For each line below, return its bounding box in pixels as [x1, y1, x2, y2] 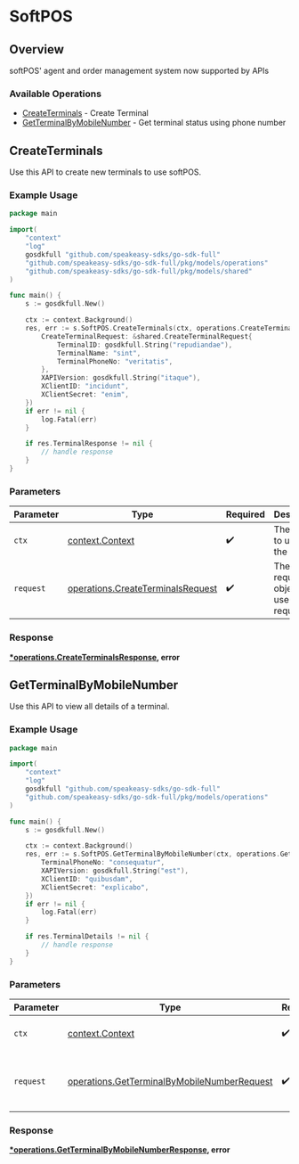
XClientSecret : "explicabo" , [41, 882, 149, 892]
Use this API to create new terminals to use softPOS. [9, 167, 202, 177]
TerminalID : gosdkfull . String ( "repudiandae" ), [56, 340, 233, 349]
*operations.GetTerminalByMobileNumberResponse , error [9, 1144, 230, 1155]
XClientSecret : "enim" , [41, 390, 129, 399]
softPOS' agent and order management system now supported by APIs [9, 65, 270, 76]
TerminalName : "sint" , [56, 348, 141, 357]
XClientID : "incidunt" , [41, 381, 129, 391]
